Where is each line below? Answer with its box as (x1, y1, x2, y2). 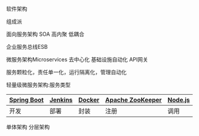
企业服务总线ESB (6, 44, 48, 50)
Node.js (167, 96, 190, 104)
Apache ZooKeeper (105, 96, 163, 104)
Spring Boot (9, 96, 44, 104)
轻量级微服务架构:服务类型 (6, 81, 71, 88)
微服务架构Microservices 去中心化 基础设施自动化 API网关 (6, 56, 148, 63)
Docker (78, 96, 100, 104)
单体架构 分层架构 (6, 123, 50, 130)
